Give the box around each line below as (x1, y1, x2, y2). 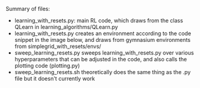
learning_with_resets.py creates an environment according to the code (14, 30, 191, 37)
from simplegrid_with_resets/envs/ (14, 42, 102, 50)
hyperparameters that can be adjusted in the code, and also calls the (14, 56, 187, 63)
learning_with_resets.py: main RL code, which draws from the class (14, 17, 184, 24)
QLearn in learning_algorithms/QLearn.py (14, 24, 119, 30)
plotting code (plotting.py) (14, 62, 80, 69)
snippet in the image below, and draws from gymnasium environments (14, 36, 191, 43)
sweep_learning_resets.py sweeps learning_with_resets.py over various (14, 49, 194, 56)
